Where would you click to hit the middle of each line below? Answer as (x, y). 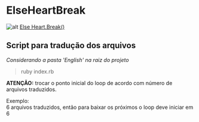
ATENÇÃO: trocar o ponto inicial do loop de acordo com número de (89, 83)
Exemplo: (18, 101)
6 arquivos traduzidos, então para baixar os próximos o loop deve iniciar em (100, 107)
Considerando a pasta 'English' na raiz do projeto (68, 60)
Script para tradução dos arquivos (71, 46)
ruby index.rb (37, 71)
